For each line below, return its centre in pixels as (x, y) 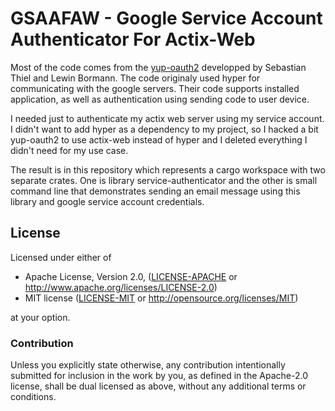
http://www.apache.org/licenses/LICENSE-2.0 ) (121, 287)
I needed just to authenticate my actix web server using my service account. (167, 118)
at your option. (40, 317)
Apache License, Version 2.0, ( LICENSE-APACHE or (131, 276)
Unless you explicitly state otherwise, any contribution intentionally (148, 365)
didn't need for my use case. (69, 150)
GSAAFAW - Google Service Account (166, 18)
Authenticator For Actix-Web (133, 39)
